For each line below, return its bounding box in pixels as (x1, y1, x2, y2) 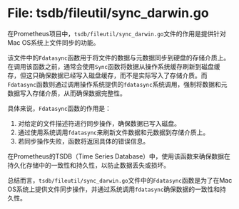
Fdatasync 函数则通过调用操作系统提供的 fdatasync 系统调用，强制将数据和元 (7, 80, 228, 88)
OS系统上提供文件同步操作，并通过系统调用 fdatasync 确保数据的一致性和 (7, 185, 220, 193)
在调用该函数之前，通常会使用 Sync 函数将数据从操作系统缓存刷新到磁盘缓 (7, 62, 220, 70)
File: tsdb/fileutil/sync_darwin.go (7, 5, 209, 21)
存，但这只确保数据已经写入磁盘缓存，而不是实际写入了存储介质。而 (7, 71, 208, 80)
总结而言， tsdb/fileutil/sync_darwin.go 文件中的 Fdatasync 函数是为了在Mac (7, 176, 233, 184)
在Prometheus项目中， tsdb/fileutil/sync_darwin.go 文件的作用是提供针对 (7, 29, 226, 38)
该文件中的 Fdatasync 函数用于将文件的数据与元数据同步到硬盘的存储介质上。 (7, 53, 230, 62)
